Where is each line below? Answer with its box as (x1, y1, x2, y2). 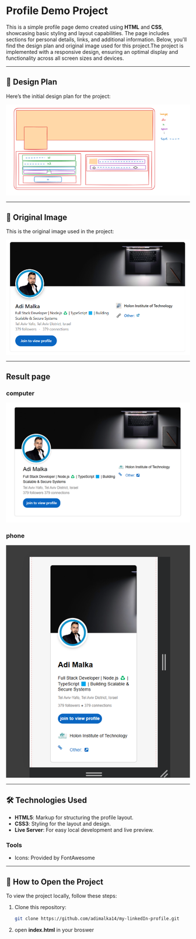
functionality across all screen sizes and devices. (6, 54, 124, 62)
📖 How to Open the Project (6, 877, 104, 887)
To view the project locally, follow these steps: (6, 892, 117, 899)
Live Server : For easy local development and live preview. (14, 826, 154, 833)
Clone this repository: (14, 903, 66, 910)
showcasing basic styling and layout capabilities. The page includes (6, 29, 170, 36)
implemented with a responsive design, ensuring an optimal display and (6, 48, 178, 55)
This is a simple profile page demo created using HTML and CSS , (6, 23, 163, 30)
